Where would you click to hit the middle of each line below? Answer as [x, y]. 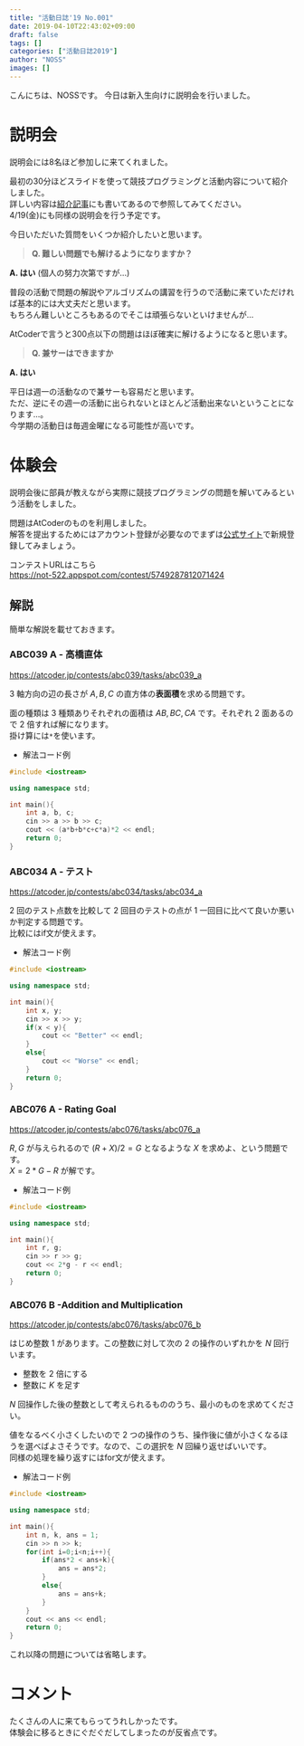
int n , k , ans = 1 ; [62, 1535]
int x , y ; [44, 1010]
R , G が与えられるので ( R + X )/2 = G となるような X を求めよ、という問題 [145, 1148]
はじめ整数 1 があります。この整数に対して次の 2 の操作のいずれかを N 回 [146, 1343]
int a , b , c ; [50, 813]
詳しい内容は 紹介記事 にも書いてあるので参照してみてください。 [128, 204]
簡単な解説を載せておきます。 [65, 629]
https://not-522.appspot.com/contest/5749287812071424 [117, 575]
